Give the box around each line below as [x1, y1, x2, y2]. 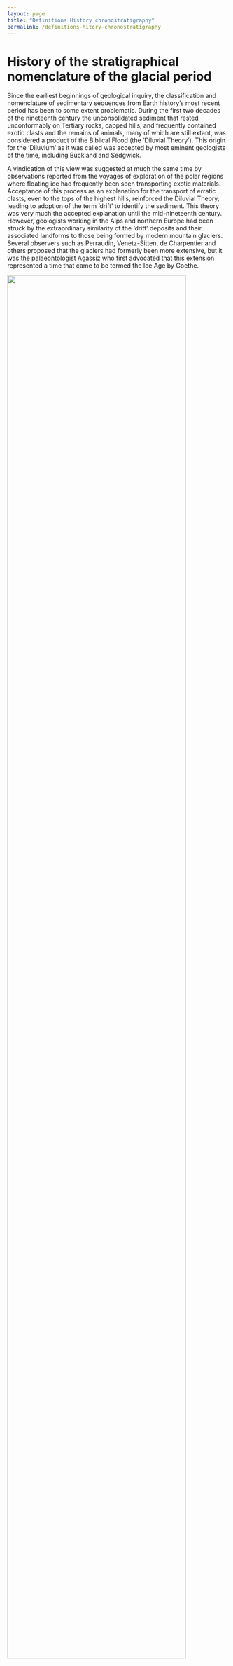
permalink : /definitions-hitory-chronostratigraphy [7, 23, 161, 30]
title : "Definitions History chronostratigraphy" [7, 17, 155, 24]
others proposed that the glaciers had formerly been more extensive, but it [7, 247, 223, 255]
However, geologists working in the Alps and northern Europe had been [7, 216, 213, 225]
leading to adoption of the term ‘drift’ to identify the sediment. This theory [7, 202, 219, 210]
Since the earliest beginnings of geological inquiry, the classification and [7, 92, 217, 100]
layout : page [7, 10, 45, 18]
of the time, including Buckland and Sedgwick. [7, 151, 141, 160]
